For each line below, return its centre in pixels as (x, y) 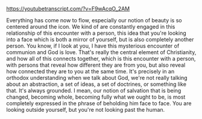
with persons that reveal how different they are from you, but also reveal (96, 65)
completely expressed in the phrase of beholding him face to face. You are (99, 103)
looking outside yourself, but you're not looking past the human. (86, 110)
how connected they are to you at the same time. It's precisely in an (90, 71)
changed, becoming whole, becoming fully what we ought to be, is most (96, 97)
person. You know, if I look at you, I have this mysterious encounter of (93, 46)
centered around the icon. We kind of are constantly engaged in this (91, 27)
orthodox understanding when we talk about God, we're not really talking (97, 78)
